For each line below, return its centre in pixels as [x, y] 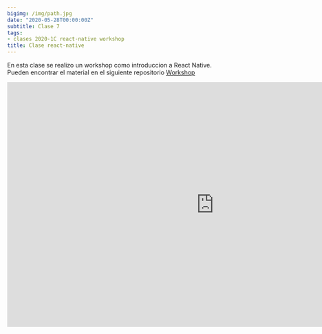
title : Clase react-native [46, 45]
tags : [15, 33]
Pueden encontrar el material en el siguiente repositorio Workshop [101, 72]
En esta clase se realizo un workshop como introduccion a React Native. [109, 65]
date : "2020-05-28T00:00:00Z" [51, 20]
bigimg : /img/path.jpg [40, 13]
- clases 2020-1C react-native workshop [66, 39]
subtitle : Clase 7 [33, 26]
